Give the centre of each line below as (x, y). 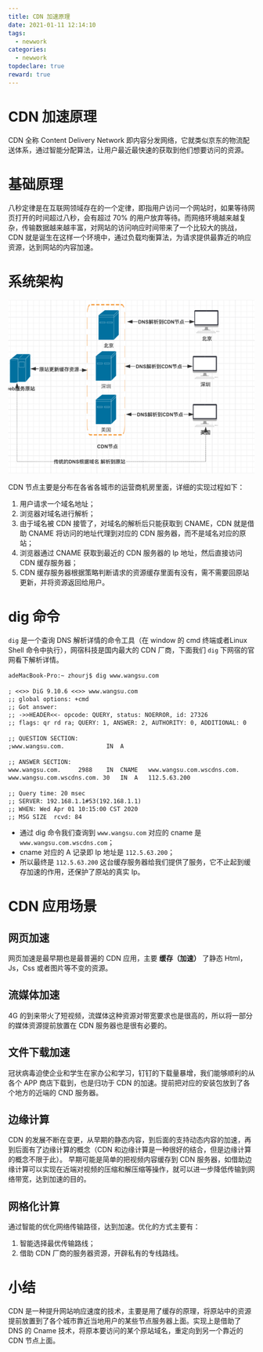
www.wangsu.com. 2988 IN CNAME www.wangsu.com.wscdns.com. (124, 769)
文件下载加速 (39, 1052)
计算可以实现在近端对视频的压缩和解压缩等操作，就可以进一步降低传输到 (131, 1169)
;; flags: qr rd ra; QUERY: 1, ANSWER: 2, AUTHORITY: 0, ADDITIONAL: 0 (127, 722)
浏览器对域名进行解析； (57, 513)
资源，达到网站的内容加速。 (53, 247)
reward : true (29, 75)
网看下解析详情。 (36, 660)
